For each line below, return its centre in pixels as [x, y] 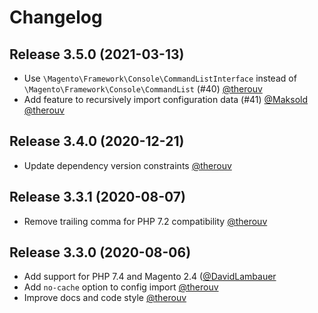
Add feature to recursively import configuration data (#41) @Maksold [166, 99]
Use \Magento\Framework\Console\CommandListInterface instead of [160, 78]
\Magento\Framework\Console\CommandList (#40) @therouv [143, 89]
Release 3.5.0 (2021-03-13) [97, 54]
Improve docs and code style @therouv [105, 298]
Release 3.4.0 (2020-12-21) [97, 141]
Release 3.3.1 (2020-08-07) [97, 197]
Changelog [56, 17]
